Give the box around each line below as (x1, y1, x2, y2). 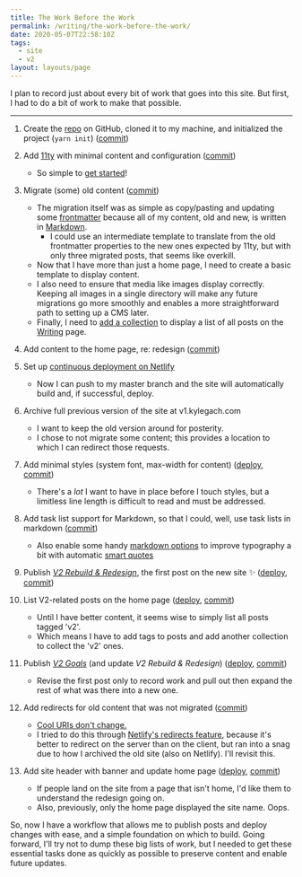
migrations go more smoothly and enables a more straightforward (36, 297, 280, 308)
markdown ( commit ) (22, 522, 99, 533)
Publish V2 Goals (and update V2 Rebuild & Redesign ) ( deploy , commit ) (22, 657, 288, 669)
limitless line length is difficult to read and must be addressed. (36, 496, 266, 506)
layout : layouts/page (10, 64, 91, 73)
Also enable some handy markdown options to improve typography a (36, 539, 292, 550)
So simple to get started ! (36, 167, 128, 178)
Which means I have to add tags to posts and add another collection (36, 630, 289, 642)
